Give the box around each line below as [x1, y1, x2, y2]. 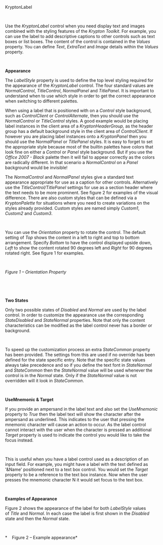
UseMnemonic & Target [5, 397, 54, 402]
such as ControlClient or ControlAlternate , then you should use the [5, 113, 139, 119]
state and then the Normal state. [5, 516, 70, 522]
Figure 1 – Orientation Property [5, 269, 67, 275]
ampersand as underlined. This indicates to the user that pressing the [5, 417, 145, 422]
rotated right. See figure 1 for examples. [5, 250, 85, 256]
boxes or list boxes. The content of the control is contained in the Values [5, 39, 150, 44]
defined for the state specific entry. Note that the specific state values [5, 357, 145, 363]
